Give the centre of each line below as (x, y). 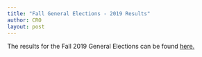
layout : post (26, 26)
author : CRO (24, 20)
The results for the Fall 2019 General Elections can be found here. (101, 47)
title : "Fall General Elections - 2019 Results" (79, 14)
